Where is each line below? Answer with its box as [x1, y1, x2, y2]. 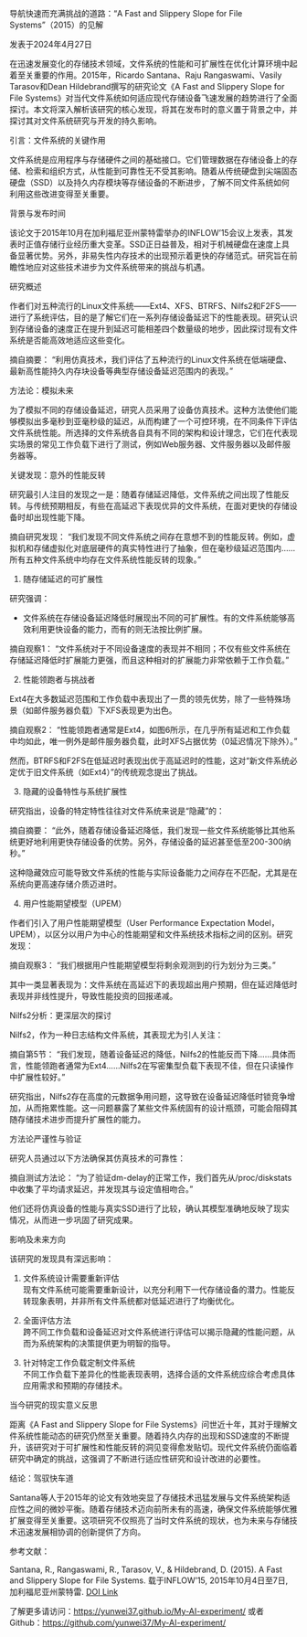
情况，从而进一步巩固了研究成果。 [9, 1215, 138, 1225]
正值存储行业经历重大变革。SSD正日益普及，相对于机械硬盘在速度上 [25, 239, 282, 250]
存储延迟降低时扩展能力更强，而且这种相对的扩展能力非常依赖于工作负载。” [9, 654, 290, 665]
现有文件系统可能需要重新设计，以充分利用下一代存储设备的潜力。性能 [22, 1284, 288, 1295]
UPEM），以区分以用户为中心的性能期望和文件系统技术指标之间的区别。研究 [9, 929, 293, 940]
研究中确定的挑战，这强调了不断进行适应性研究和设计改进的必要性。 [9, 1453, 266, 1464]
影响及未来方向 [9, 1234, 66, 1245]
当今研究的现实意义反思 [9, 1399, 98, 1410]
